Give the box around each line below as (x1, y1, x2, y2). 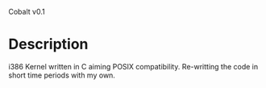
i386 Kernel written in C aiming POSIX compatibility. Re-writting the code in (8, 61, 259, 71)
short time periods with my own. (8, 70, 115, 80)
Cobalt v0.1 (8, 7, 46, 16)
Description (8, 36, 89, 53)
